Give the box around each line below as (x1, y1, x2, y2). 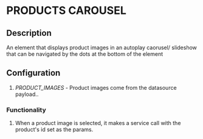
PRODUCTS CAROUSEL (6, 4, 126, 18)
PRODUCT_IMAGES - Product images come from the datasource (15, 84, 177, 91)
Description (6, 28, 52, 38)
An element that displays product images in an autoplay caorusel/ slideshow (6, 44, 198, 51)
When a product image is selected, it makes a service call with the (15, 120, 181, 127)
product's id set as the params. (15, 126, 94, 134)
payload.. (15, 90, 39, 98)
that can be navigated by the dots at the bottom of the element (6, 50, 163, 58)
